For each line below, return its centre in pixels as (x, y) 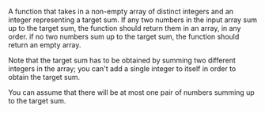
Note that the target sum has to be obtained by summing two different (122, 60)
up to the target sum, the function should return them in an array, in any (125, 28)
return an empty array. (45, 45)
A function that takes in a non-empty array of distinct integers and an (121, 11)
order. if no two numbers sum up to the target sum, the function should (124, 36)
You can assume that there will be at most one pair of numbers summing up (131, 92)
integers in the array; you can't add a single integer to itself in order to (122, 69)
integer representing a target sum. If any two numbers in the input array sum (132, 20)
